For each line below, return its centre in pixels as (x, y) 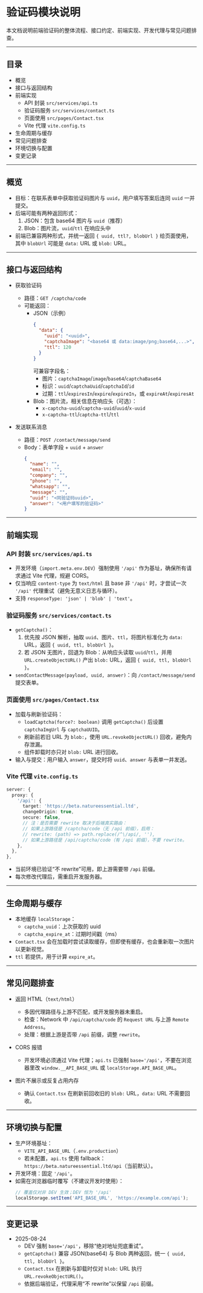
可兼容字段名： (52, 371)
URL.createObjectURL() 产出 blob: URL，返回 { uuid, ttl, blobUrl (108, 660)
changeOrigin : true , (48, 812)
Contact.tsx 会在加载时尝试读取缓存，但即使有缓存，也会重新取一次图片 (105, 942)
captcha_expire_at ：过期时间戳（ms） (72, 934)
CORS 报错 (28, 1047)
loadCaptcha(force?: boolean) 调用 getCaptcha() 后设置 (94, 721)
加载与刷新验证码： (39, 714)
